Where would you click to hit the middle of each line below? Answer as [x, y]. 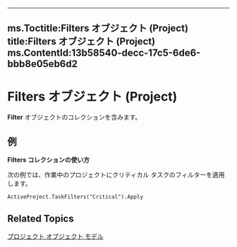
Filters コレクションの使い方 [49, 160]
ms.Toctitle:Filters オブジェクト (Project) [98, 28]
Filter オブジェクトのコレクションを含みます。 [74, 118]
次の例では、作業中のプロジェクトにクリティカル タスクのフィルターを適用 [116, 175]
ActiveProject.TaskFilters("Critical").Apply [75, 197]
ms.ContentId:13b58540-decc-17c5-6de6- [104, 53]
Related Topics [41, 218]
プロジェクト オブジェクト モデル [55, 236]
